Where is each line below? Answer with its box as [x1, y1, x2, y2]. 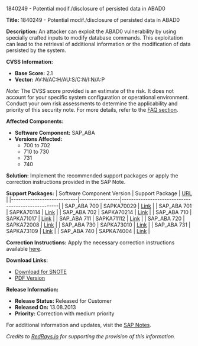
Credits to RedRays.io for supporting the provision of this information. [6, 333, 176, 339]
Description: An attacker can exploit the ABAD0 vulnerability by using [6, 28, 177, 35]
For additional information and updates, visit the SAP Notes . [6, 322, 152, 328]
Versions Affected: [14, 135, 63, 143]
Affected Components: [6, 118, 64, 125]
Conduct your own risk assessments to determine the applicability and [6, 100, 178, 107]
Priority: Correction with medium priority [14, 310, 115, 317]
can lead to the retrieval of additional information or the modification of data [6, 41, 191, 47]
